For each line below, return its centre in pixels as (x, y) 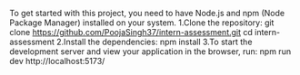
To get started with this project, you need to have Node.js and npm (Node (147, 13)
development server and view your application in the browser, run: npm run (150, 52)
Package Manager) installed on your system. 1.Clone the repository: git (142, 23)
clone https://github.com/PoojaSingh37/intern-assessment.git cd (131, 32)
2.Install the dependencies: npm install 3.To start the (154, 42)
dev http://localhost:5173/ (57, 61)
